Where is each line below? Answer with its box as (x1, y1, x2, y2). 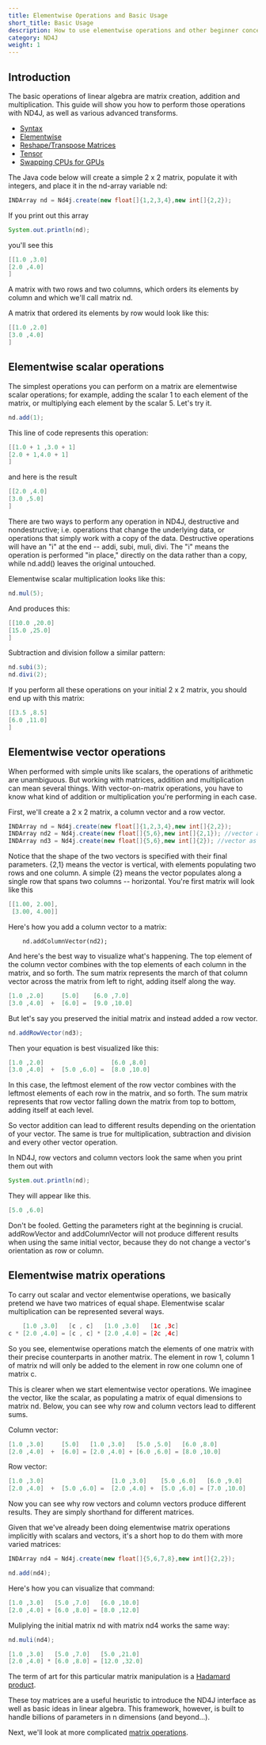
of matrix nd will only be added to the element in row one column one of (8, 1360, 243, 1370)
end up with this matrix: (8, 694, 85, 703)
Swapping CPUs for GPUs (19, 157, 104, 166)
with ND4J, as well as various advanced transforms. (8, 108, 178, 117)
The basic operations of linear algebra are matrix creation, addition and (8, 91, 241, 101)
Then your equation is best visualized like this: (8, 1043, 159, 1053)
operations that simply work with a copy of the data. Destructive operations (8, 533, 255, 543)
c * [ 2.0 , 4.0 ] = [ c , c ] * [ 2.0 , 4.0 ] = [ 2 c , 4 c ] (8, 1329, 180, 1337)
